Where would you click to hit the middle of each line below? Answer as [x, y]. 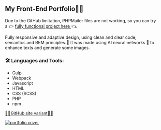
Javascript [22, 83]
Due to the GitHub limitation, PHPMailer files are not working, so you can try [80, 20]
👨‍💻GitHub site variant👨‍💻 [29, 113]
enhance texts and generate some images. [48, 48]
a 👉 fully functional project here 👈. [41, 26]
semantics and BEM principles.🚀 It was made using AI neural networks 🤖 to [80, 42]
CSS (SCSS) [24, 94]
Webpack [22, 78]
